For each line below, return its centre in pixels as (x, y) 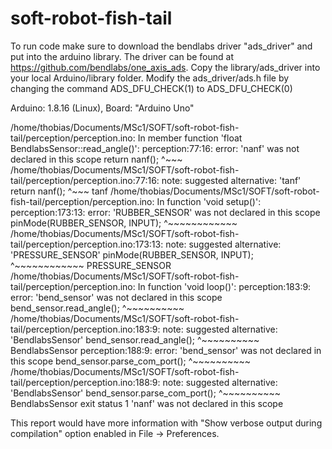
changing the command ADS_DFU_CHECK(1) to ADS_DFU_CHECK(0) (151, 88)
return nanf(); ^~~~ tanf (59, 191)
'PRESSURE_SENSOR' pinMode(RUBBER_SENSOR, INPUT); (132, 254)
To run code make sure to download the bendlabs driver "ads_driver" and (161, 46)
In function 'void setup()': (209, 201)
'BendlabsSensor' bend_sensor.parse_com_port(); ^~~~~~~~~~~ (146, 393)
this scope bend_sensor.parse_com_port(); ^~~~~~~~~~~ (130, 361)
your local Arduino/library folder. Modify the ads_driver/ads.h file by (150, 78)
